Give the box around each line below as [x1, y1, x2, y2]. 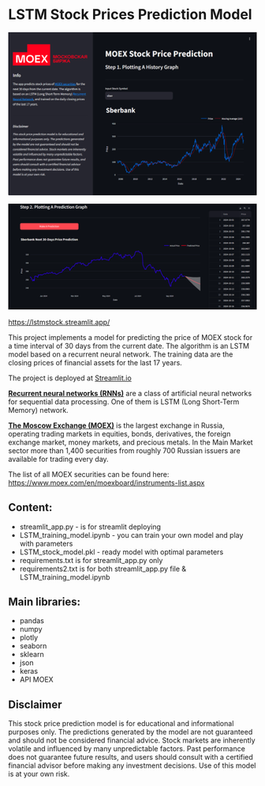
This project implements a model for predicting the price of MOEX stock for [8, 332, 253, 342]
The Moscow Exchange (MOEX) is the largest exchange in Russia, [8, 421, 225, 430]
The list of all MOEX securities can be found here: [8, 469, 170, 479]
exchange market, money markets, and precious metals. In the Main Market [8, 437, 254, 447]
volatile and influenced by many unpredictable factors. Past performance [8, 744, 246, 754]
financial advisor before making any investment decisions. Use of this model [8, 761, 256, 770]
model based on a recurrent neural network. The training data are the [8, 350, 233, 359]
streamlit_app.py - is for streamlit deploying [19, 522, 162, 531]
